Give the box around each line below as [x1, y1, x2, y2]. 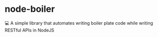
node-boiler [4, 3, 55, 15]
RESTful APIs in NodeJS [4, 27, 54, 33]
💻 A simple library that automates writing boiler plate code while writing [4, 20, 153, 26]
